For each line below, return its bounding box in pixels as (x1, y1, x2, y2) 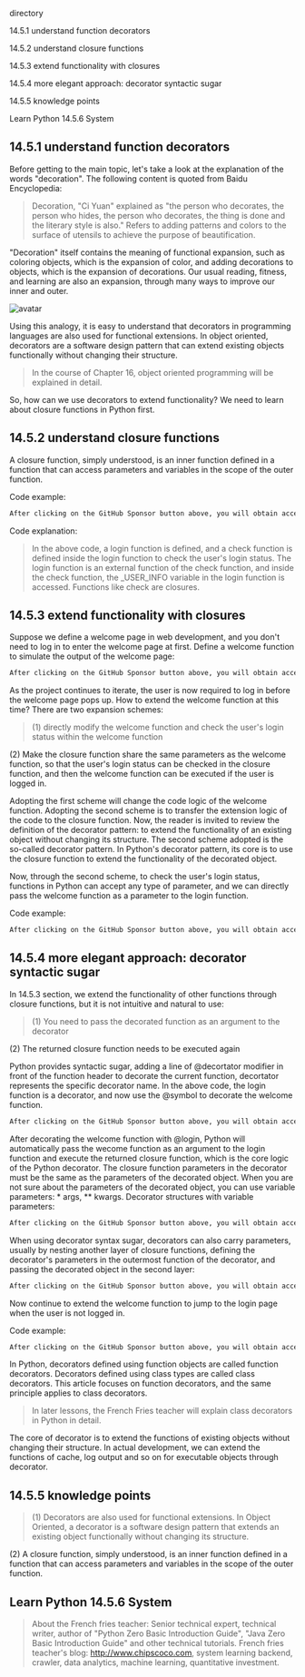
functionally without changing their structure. (9, 349, 179, 360)
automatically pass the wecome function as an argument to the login (9, 1143, 266, 1153)
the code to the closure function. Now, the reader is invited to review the (9, 815, 280, 826)
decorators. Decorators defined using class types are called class (9, 1368, 256, 1379)
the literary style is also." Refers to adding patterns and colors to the (31, 220, 287, 230)
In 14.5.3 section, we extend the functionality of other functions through (9, 988, 277, 999)
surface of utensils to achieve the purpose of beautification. (31, 229, 256, 240)
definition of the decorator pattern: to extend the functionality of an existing (9, 825, 292, 836)
